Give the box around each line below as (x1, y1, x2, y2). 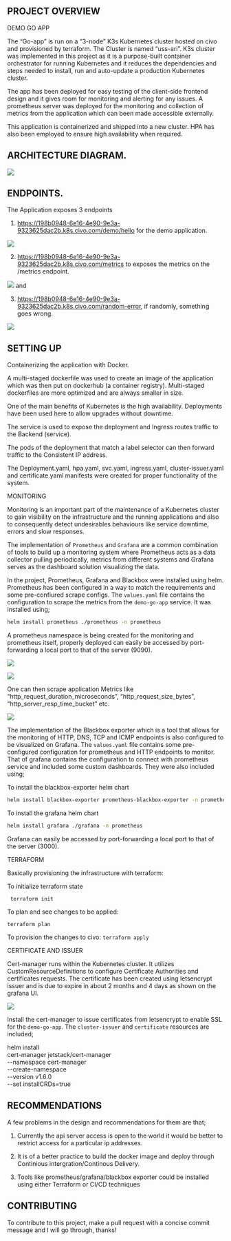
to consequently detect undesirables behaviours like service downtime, (7, 520, 210, 529)
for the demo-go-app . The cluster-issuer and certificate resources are (7, 1023, 210, 1031)
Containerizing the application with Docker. (7, 361, 129, 369)
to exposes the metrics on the (125, 260, 210, 268)
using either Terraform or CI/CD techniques (16, 1180, 140, 1188)
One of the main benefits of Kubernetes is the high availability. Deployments (7, 402, 222, 411)
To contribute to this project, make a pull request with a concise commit (7, 1218, 210, 1227)
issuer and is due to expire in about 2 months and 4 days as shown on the (7, 981, 217, 989)
